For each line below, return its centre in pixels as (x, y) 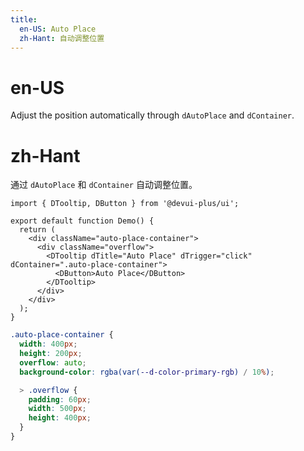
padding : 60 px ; (60, 399)
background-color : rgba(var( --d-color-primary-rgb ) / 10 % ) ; (147, 372)
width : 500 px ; (57, 409)
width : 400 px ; (48, 344)
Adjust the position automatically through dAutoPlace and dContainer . (152, 115)
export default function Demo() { (82, 221)
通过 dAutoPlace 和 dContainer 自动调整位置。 (104, 185)
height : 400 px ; (60, 418)
